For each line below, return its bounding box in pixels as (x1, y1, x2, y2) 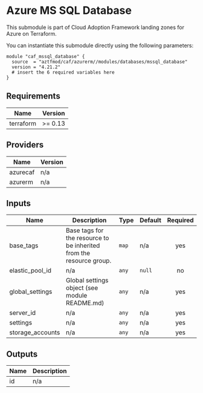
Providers (6, 140, 44, 150)
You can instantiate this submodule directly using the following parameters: (6, 42, 194, 49)
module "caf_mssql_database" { (6, 53, 85, 59)
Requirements (6, 91, 60, 102)
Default (140, 216, 162, 224)
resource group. (65, 256, 112, 265)
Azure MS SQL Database (6, 4, 132, 18)
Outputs (6, 349, 38, 359)
